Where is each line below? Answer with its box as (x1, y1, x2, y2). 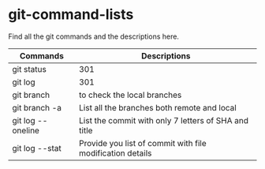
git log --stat (12, 142, 62, 153)
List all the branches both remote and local (78, 102, 237, 113)
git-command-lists (8, 6, 134, 24)
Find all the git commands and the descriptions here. (8, 32, 180, 41)
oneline (12, 125, 39, 136)
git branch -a (12, 102, 62, 113)
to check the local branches (78, 89, 182, 100)
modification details (78, 148, 152, 159)
